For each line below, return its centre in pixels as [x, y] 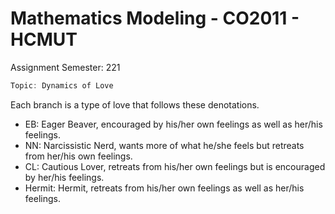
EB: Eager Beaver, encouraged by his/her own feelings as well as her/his [173, 124]
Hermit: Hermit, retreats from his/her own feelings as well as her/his [164, 188]
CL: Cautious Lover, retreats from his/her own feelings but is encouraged [175, 166]
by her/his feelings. [64, 177]
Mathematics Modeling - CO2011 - [155, 18]
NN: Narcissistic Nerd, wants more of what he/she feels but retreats [164, 145]
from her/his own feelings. [78, 156]
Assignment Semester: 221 [65, 67]
